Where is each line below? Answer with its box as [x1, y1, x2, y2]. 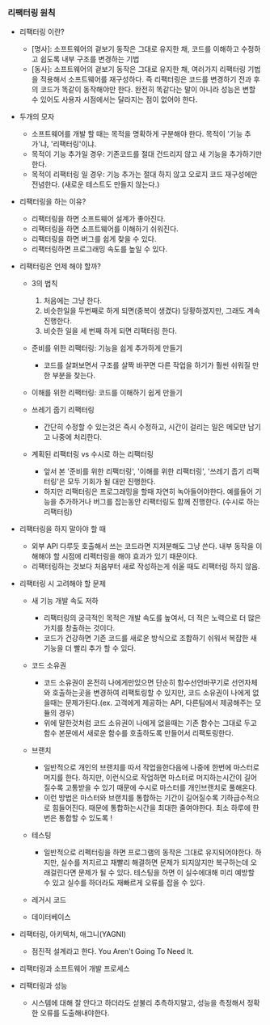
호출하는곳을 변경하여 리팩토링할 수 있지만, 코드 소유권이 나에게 [52, 688, 251, 698]
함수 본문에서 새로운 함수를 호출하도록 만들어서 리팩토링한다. [43, 728, 234, 738]
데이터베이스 [31, 912, 71, 922]
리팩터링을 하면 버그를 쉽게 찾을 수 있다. [31, 234, 157, 244]
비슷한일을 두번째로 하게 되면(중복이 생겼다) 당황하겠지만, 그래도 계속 [43, 306, 260, 316]
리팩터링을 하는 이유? [19, 196, 86, 207]
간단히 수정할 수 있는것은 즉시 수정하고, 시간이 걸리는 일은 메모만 [43, 422, 247, 432]
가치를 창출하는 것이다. [43, 623, 116, 633]
